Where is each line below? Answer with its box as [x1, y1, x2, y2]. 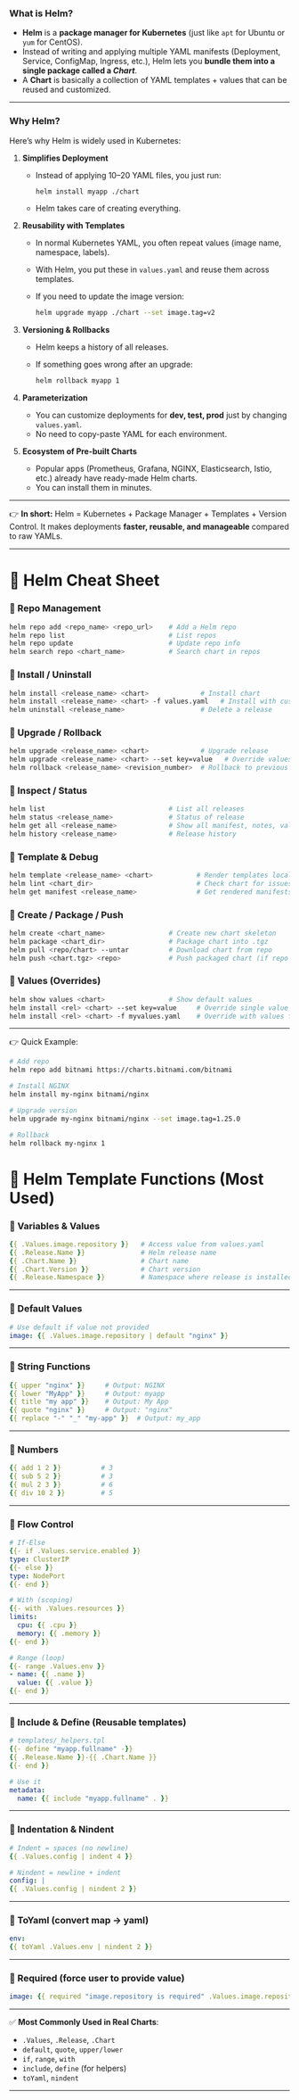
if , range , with [21, 2054, 76, 2064]
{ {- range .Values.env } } [9, 1662, 105, 1671]
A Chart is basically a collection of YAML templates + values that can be [21, 75, 287, 86]
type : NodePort [9, 1571, 66, 1581]
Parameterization [21, 393, 88, 403]
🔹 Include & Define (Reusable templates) [9, 1716, 187, 1728]
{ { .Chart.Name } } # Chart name [9, 1256, 190, 1265]
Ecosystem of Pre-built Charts [21, 446, 138, 457]
